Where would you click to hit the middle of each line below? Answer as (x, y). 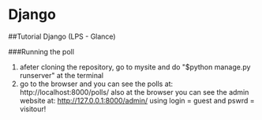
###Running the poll (41, 51)
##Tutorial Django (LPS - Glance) (62, 36)
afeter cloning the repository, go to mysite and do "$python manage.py (135, 67)
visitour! (33, 109)
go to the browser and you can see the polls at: (96, 84)
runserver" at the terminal (62, 75)
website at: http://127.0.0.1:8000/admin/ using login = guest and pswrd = (137, 100)
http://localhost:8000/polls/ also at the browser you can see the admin (134, 92)
